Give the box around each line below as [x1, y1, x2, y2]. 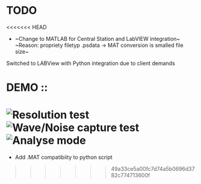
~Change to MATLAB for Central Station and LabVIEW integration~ [14, 35, 181, 42]
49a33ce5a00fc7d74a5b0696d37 [111, 165, 195, 173]
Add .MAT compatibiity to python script [14, 154, 113, 161]
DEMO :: [6, 81, 48, 94]
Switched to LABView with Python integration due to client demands [6, 60, 176, 67]
